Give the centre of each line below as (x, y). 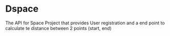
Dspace (22, 9)
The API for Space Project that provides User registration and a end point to (85, 23)
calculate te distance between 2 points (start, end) (58, 28)
